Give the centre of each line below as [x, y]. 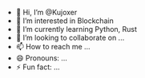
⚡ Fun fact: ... [38, 67]
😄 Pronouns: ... [42, 58]
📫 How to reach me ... [53, 47]
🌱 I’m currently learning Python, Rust [77, 29]
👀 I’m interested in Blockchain [64, 21]
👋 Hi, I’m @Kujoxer [46, 12]
